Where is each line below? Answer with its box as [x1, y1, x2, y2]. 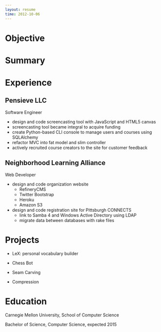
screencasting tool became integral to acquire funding [12, 124, 121, 129]
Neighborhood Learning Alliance [5, 159, 106, 167]
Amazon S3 [19, 202, 43, 207]
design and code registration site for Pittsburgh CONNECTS [12, 207, 132, 213]
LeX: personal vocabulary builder [12, 250, 79, 256]
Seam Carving [12, 269, 41, 275]
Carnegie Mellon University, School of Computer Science [5, 312, 119, 318]
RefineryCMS [19, 186, 46, 192]
